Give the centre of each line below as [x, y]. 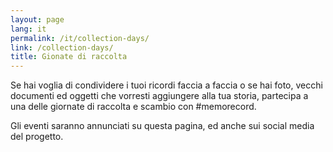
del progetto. [37, 137]
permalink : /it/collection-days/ [80, 38]
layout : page [37, 19]
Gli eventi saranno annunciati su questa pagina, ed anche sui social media [162, 126]
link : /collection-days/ [62, 47]
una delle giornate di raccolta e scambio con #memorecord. [133, 107]
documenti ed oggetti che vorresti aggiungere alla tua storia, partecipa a [159, 96]
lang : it [28, 29]
